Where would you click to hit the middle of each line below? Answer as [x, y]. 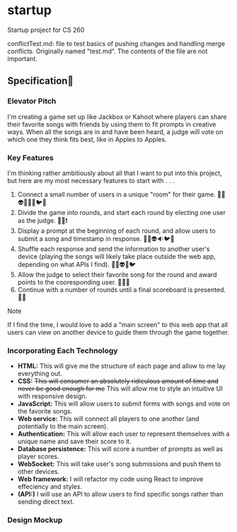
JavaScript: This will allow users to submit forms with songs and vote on [123, 404]
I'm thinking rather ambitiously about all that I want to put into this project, [115, 173]
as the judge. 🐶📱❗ [42, 220]
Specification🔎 [41, 81]
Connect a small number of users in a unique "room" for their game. [116, 194]
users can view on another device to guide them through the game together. [118, 332]
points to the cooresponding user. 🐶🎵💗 [74, 282]
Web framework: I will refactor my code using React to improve [110, 479]
